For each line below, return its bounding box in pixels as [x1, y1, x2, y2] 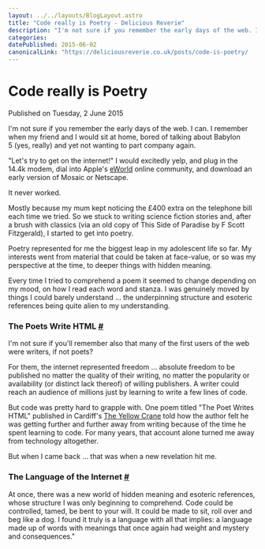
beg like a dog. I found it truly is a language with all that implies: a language [8, 514, 252, 524]
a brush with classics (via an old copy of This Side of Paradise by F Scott [8, 220, 245, 229]
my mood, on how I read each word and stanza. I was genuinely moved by [8, 284, 250, 293]
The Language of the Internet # [8, 472, 130, 483]
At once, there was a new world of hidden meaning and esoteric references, [8, 489, 256, 498]
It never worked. [8, 187, 62, 197]
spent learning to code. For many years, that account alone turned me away [8, 428, 255, 438]
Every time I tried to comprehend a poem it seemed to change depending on [8, 276, 256, 285]
